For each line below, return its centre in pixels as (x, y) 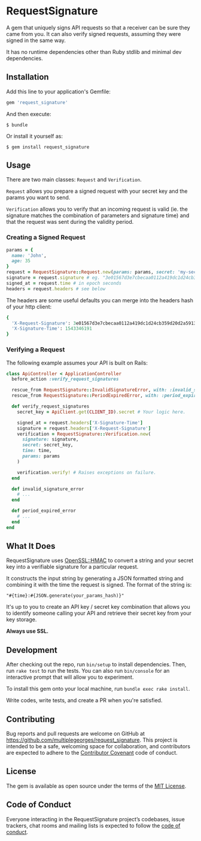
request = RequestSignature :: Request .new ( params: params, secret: (91, 272)
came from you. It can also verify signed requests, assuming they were (94, 34)
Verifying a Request (36, 350)
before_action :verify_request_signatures (65, 379)
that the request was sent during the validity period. (70, 222)
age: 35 (21, 261)
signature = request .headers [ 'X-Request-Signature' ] (84, 428)
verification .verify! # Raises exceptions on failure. (87, 472)
